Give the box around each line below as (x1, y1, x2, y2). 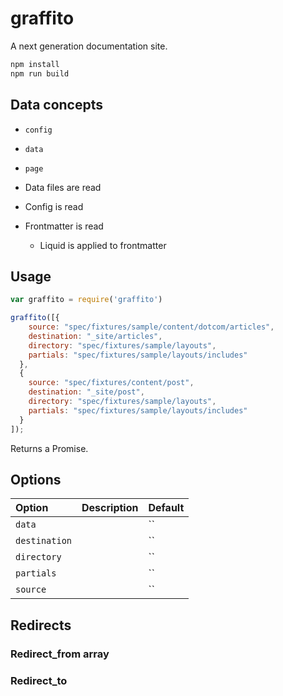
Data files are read (24, 181, 102, 193)
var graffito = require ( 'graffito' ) (10, 295, 163, 305)
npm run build (10, 68, 70, 79)
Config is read (24, 200, 84, 212)
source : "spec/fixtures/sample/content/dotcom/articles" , (28, 322, 275, 332)
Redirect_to (10, 673, 68, 687)
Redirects (10, 617, 72, 634)
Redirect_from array (10, 647, 110, 661)
